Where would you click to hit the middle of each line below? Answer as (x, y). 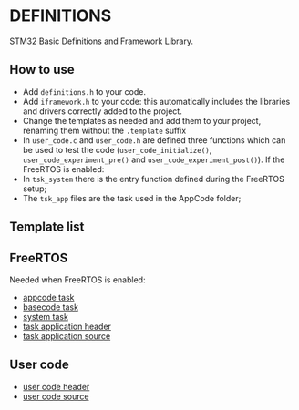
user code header (56, 386)
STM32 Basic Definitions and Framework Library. (102, 41)
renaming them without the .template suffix (104, 130)
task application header (67, 326)
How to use (42, 70)
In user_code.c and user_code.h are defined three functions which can (154, 140)
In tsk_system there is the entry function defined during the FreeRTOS (153, 179)
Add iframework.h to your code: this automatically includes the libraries (156, 101)
